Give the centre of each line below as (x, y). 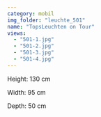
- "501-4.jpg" (34, 59)
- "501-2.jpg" (34, 46)
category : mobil (31, 14)
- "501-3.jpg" (34, 53)
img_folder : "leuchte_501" (46, 20)
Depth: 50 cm (27, 106)
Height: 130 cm (29, 79)
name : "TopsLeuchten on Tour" (51, 26)
